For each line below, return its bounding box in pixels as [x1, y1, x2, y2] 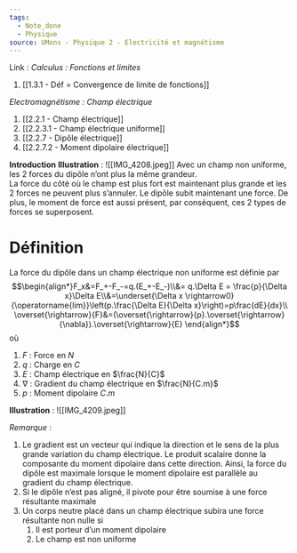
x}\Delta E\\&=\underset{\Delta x [64, 291, 184, 301]
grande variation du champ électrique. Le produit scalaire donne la [21, 449, 267, 460]
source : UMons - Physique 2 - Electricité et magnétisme [9, 37, 225, 47]
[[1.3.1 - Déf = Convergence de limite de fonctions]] [21, 79, 210, 90]
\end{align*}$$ [184, 319, 240, 330]
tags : [9, 12, 29, 22]
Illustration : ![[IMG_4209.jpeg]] [9, 405, 126, 416]
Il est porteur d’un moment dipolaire [35, 525, 167, 535]
